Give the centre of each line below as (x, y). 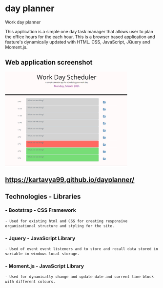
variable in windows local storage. (42, 254)
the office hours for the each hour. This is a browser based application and (80, 37)
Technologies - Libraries (43, 196)
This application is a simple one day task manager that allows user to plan (79, 31)
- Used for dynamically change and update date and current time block (79, 277)
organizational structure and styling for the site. (60, 226)
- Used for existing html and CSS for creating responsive (66, 221)
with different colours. (30, 282)
